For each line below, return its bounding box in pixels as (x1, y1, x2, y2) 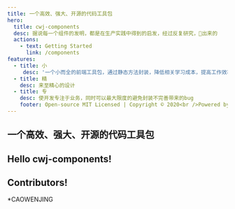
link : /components (25, 50, 80, 57)
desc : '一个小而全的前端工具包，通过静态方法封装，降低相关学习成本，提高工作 (22, 69, 222, 75)
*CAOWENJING (7, 195, 54, 203)
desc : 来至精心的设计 (20, 82, 76, 89)
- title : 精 (13, 75, 48, 82)
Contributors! (7, 177, 68, 189)
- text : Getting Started (20, 43, 92, 50)
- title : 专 (13, 88, 48, 95)
